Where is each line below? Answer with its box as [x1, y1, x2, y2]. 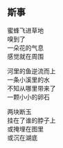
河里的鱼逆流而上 [7, 66, 56, 75]
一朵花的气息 [7, 44, 44, 52]
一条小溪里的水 [7, 75, 50, 84]
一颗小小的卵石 [7, 93, 50, 101]
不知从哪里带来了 [7, 84, 56, 92]
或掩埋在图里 [7, 124, 44, 133]
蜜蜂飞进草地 [7, 26, 44, 35]
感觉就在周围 [7, 52, 44, 60]
